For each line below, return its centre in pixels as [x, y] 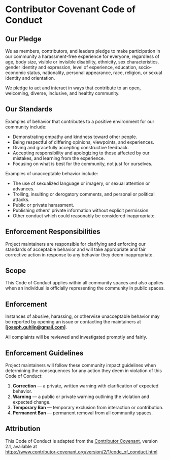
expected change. [31, 402]
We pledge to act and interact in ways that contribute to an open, [73, 88]
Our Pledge [23, 39]
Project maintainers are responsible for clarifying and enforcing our [75, 244]
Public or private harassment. [43, 205]
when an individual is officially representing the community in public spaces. [85, 288]
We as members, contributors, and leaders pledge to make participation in [83, 51]
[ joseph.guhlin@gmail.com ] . [36, 327]
